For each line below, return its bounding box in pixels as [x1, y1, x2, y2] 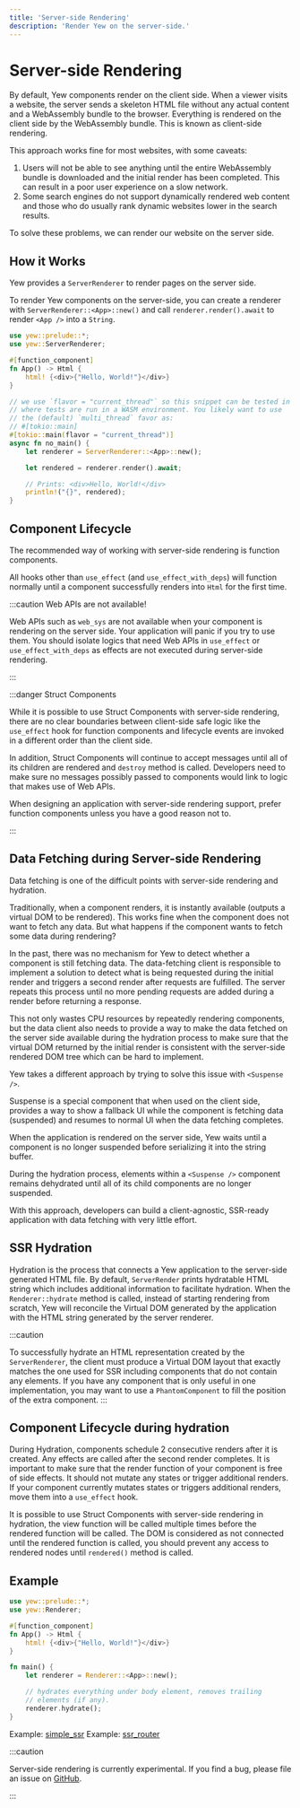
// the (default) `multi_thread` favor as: [9, 414, 175, 423]
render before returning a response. [9, 995, 141, 1006]
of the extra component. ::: [9, 1394, 107, 1405]
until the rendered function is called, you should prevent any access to [9, 1538, 270, 1549]
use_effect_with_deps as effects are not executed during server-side [9, 644, 263, 655]
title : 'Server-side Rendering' [9, 13, 130, 22]
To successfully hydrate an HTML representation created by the [9, 1347, 245, 1358]
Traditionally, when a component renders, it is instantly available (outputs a [9, 902, 286, 913]
